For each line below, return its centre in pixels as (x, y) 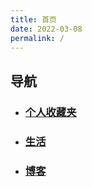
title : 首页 (33, 19)
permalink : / (37, 38)
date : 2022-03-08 (46, 29)
